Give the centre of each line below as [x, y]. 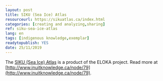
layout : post [19, 10]
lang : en [14, 33]
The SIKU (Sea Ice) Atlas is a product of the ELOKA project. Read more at [81, 62]
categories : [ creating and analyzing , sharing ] [55, 24]
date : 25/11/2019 [24, 48]
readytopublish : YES [27, 43]
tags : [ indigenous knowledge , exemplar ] [47, 38]
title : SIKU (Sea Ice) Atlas [36, 15]
